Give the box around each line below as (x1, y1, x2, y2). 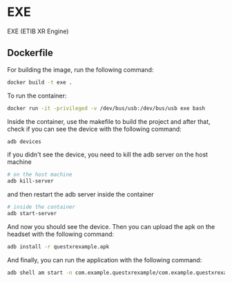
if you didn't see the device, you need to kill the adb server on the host (7, 150, 209, 159)
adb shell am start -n (7, 269, 72, 276)
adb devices (7, 138, 41, 145)
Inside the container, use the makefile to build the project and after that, (7, 117, 211, 125)
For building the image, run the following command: (7, 65, 154, 73)
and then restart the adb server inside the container (7, 190, 154, 199)
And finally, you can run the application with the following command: (7, 255, 202, 264)
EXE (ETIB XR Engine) (7, 27, 69, 35)
